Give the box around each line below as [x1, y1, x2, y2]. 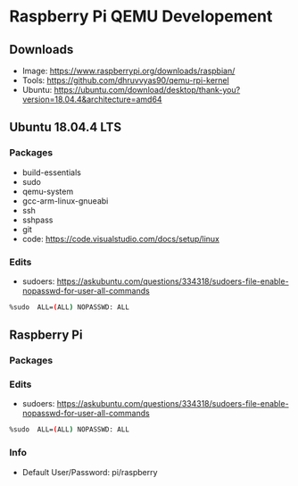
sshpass [21, 214, 54, 225]
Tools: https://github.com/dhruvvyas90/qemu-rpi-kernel [21, 75, 229, 86]
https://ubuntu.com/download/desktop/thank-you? [54, 85, 241, 95]
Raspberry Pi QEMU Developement [9, 6, 273, 27]
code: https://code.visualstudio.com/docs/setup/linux [21, 233, 220, 244]
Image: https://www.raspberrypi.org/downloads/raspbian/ [21, 65, 236, 76]
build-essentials [21, 167, 82, 178]
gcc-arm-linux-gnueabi [21, 195, 109, 206]
